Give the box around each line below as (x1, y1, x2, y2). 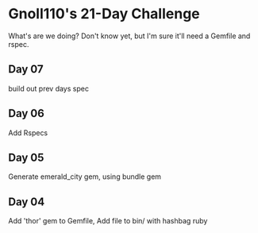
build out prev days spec (8, 83, 90, 93)
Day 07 (8, 63, 44, 76)
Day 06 (8, 107, 45, 120)
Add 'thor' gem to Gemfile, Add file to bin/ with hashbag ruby (8, 216, 208, 226)
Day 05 (8, 150, 44, 164)
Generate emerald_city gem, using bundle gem (8, 172, 161, 181)
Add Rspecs (8, 128, 48, 138)
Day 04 (8, 195, 45, 208)
